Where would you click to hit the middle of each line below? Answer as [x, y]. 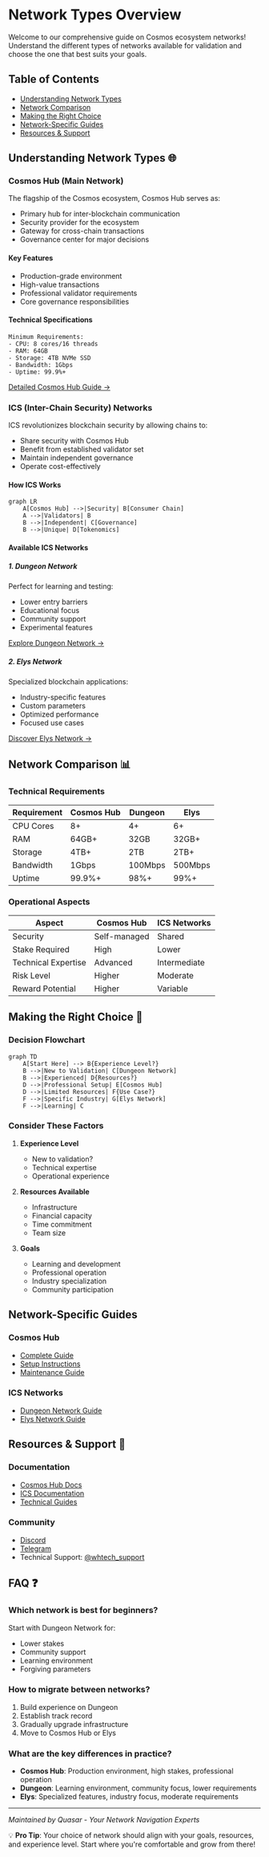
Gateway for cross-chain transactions [82, 231]
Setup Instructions [50, 1364]
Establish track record [56, 1716]
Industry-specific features [63, 697]
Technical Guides [48, 1502]
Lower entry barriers [54, 602]
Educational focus [50, 610]
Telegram [36, 1549]
